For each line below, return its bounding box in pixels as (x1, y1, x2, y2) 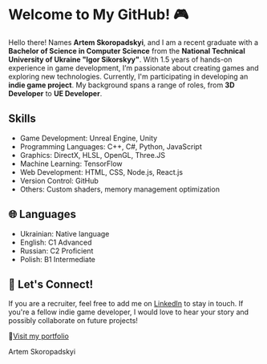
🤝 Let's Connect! (8, 277, 94, 291)
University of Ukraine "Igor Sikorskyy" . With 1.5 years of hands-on (8, 55, 233, 64)
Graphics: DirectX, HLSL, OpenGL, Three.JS (19, 150, 166, 160)
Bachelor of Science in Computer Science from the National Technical (8, 46, 246, 55)
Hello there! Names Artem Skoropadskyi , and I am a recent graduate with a (8, 37, 259, 47)
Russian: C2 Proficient (19, 245, 94, 256)
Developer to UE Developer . (8, 88, 103, 98)
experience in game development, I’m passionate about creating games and (8, 63, 259, 72)
